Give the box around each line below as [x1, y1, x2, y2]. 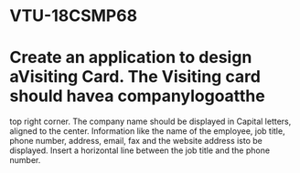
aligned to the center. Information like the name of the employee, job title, [9, 126, 285, 137]
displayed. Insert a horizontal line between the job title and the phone [9, 145, 271, 156]
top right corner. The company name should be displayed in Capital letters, [9, 116, 292, 127]
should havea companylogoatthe [9, 86, 265, 107]
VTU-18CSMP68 [9, 5, 138, 26]
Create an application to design [9, 47, 252, 68]
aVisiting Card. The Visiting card [9, 66, 261, 87]
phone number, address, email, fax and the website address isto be [9, 136, 263, 147]
